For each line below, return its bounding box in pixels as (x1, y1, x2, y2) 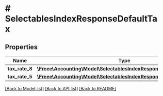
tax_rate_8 (7, 65, 33, 72)
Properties (5, 43, 38, 51)
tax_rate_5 (7, 73, 33, 80)
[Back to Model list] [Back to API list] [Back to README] (5, 86, 116, 91)
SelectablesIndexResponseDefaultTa (5, 13, 158, 24)
